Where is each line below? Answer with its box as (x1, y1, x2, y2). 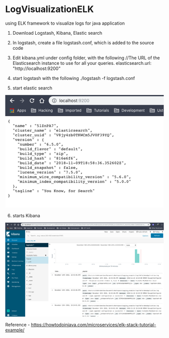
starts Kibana (12, 212, 40, 218)
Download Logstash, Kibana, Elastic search (12, 30, 103, 36)
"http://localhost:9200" (12, 65, 61, 71)
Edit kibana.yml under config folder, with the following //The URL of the (12, 54, 160, 61)
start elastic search (12, 84, 53, 91)
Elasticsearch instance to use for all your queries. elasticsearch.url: (12, 60, 152, 66)
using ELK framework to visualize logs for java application (5, 20, 125, 26)
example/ (5, 327, 25, 333)
